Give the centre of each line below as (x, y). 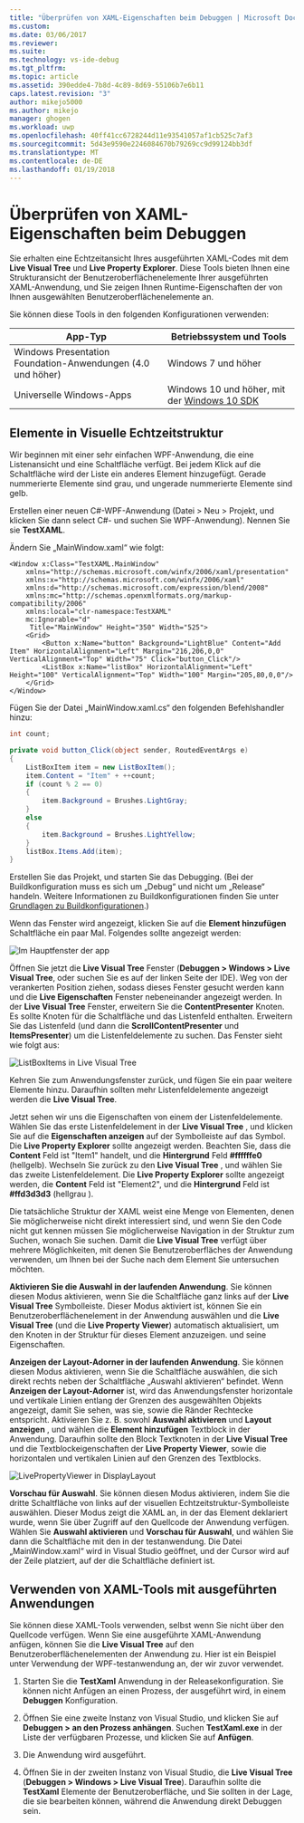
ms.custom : (30, 26)
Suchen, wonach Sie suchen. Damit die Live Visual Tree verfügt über (138, 1241)
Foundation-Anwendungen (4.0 (82, 363)
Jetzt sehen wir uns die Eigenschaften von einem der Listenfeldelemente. (146, 1117)
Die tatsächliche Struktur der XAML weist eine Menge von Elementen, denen (152, 1212)
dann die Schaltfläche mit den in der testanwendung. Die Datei (126, 1541)
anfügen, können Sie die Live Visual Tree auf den (102, 1645)
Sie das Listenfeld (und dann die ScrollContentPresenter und (124, 1026)
